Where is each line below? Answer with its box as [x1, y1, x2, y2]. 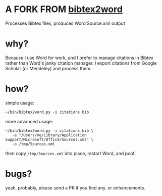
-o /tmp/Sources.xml [12, 141, 56, 146]
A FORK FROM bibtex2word [5, 4, 123, 15]
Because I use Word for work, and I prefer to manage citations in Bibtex [5, 55, 154, 61]
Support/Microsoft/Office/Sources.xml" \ [5, 137, 94, 142]
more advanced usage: [5, 118, 53, 124]
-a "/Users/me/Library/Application [12, 132, 87, 137]
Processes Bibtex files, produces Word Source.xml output [5, 20, 125, 26]
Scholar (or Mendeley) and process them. [5, 65, 92, 71]
